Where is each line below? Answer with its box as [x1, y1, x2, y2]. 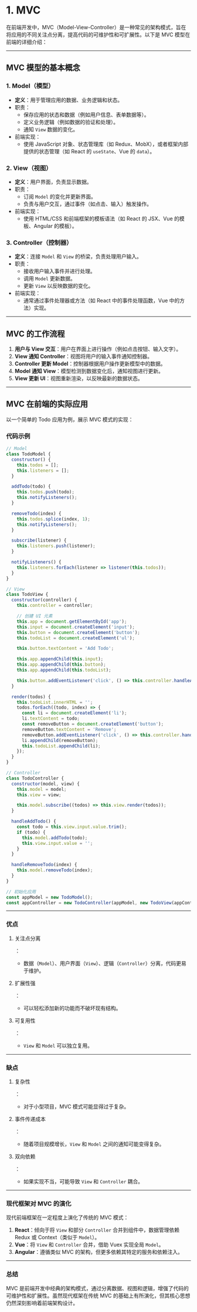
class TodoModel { [6, 451, 51, 457]
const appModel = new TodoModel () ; [6, 894, 93, 900]
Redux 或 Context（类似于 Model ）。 [14, 1234, 100, 1241]
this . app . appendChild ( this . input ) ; [16, 656, 104, 662]
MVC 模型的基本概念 [6, 63, 80, 73]
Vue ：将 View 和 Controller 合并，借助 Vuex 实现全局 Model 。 [14, 1241, 164, 1249]
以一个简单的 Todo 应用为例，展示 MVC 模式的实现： [6, 415, 134, 423]
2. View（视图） [6, 164, 52, 172]
